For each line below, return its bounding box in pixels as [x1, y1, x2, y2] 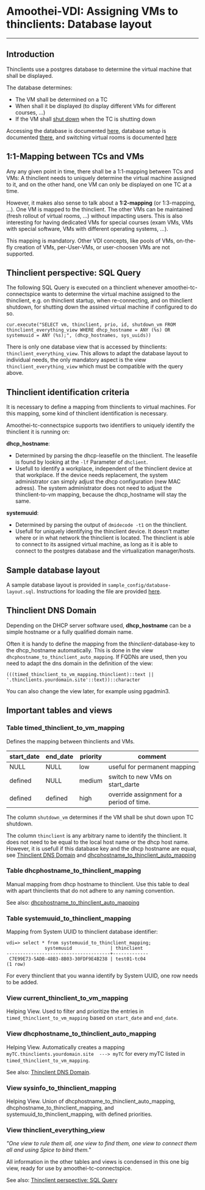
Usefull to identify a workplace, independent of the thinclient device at [15, 465, 192, 472]
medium [79, 776, 103, 785]
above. [6, 369, 24, 377]
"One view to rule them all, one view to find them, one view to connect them [6, 1140, 197, 1147]
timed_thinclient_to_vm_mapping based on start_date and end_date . [6, 1014, 178, 1022]
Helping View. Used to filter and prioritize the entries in [6, 1007, 145, 1015]
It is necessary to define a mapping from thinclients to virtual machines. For [6, 403, 196, 411]
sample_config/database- [107, 582, 171, 589]
